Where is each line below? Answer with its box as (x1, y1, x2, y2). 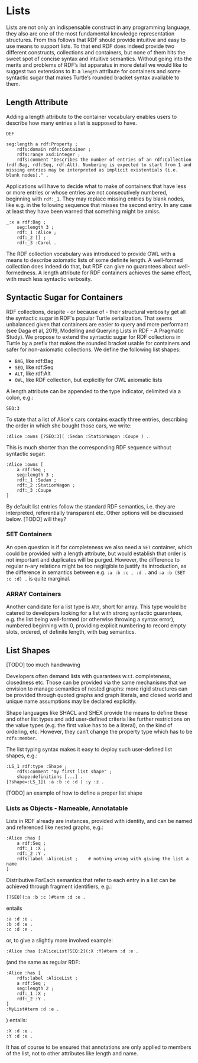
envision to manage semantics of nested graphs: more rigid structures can (6, 685, 188, 692)
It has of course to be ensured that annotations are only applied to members (6, 1043, 191, 1051)
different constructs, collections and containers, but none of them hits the (6, 48, 186, 56)
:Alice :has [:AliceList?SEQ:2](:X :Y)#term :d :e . (6, 948, 139, 954)
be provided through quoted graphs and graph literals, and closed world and (6, 691, 193, 698)
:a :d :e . (6, 916, 33, 922)
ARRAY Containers (6, 589, 61, 598)
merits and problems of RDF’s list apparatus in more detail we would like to (6, 61, 188, 69)
